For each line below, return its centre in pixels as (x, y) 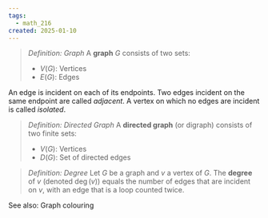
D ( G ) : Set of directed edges (85, 157)
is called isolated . (37, 109)
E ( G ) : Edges (60, 77)
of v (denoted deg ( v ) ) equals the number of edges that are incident (139, 181)
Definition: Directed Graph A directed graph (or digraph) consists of (140, 125)
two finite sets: (52, 133)
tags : (17, 16)
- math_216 (34, 23)
